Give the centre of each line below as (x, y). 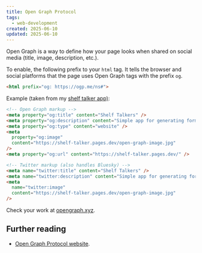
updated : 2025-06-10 (32, 34)
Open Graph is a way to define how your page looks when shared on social (99, 51)
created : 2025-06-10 (32, 29)
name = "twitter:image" (39, 187)
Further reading (36, 229)
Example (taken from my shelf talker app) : (58, 98)
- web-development (35, 23)
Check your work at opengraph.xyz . (51, 210)
